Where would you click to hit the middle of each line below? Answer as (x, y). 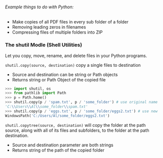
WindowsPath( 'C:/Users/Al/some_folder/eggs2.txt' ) (57, 116)
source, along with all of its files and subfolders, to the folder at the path (77, 130)
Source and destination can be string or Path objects (65, 74)
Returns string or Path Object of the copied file (59, 79)
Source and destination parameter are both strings (63, 145)
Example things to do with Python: (39, 7)
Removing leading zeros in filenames (49, 27)
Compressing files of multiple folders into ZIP (57, 32)
